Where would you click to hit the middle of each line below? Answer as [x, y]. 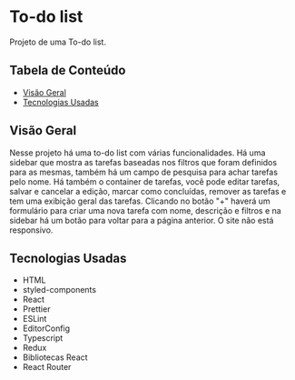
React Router [47, 367]
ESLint [34, 319]
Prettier [36, 309]
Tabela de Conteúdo [68, 70]
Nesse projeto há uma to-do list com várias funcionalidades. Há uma [138, 153]
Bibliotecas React [55, 357]
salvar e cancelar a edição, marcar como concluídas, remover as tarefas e [148, 191]
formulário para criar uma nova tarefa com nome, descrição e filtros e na [145, 210]
